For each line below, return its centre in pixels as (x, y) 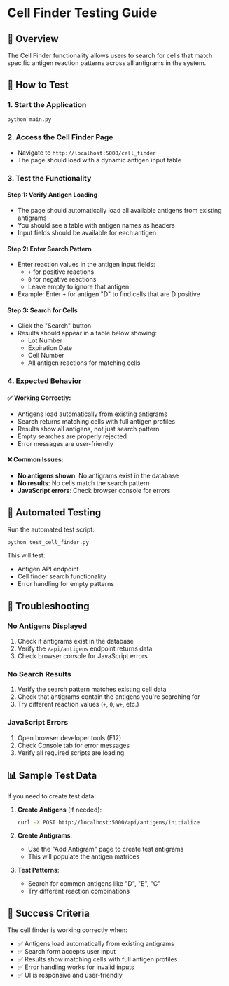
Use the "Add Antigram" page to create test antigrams (106, 849)
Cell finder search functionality (62, 576)
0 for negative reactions (62, 279)
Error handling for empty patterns (65, 584)
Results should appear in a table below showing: (87, 333)
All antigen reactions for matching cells (84, 363)
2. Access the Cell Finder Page (60, 137)
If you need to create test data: (52, 796)
